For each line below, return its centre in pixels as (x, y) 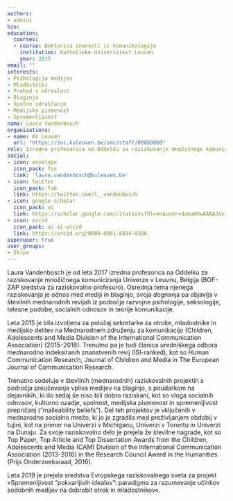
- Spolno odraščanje (37, 104)
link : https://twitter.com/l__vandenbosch (76, 195)
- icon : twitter (31, 181)
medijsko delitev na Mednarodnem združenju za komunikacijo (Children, (110, 330)
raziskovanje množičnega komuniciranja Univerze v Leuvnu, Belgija (103, 280)
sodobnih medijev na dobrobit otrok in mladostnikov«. (84, 490)
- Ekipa (18, 253)
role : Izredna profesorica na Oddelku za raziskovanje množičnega (105, 149)
